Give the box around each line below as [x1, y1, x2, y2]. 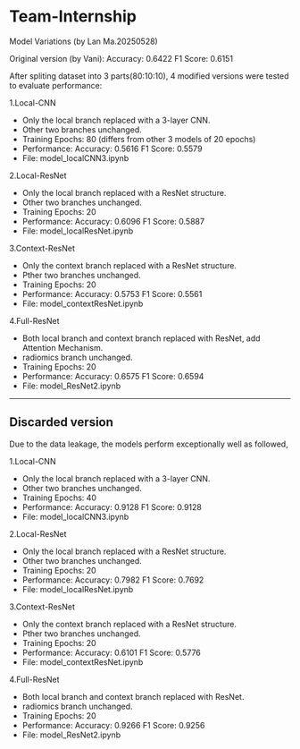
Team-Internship [9, 6, 137, 27]
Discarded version [9, 414, 114, 430]
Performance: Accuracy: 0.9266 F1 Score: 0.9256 [21, 719, 205, 730]
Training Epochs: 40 [21, 492, 96, 503]
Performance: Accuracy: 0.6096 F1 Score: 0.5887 [21, 216, 205, 226]
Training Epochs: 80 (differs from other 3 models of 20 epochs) [21, 133, 256, 144]
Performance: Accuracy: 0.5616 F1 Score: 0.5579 [21, 143, 203, 154]
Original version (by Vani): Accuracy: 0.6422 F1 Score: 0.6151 [9, 53, 234, 64]
